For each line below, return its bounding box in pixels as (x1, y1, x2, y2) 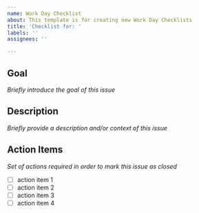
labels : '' (7, 29, 39, 37)
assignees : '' (7, 36, 48, 43)
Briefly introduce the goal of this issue (7, 85, 116, 94)
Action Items (7, 144, 63, 156)
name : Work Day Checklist (7, 10, 81, 17)
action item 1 (17, 175, 54, 183)
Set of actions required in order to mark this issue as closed (7, 162, 178, 170)
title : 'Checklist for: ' (7, 23, 81, 30)
